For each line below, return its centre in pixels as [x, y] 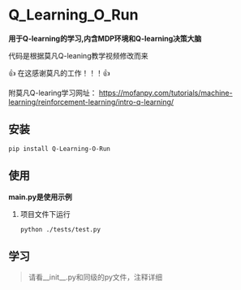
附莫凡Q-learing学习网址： [53, 93]
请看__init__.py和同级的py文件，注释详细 [95, 277]
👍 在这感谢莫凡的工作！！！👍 [59, 73]
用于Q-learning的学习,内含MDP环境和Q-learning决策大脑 [105, 38]
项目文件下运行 [45, 214]
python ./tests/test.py [60, 229]
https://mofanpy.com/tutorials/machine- [166, 93]
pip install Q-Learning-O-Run [60, 149]
